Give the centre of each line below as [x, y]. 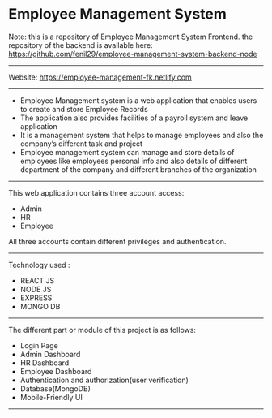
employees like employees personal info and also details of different [134, 161]
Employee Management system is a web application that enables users [138, 100]
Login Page [39, 345]
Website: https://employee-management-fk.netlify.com [100, 77]
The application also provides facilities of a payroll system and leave [134, 118]
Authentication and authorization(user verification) [104, 380]
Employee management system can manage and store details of [127, 152]
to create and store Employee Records [84, 109]
